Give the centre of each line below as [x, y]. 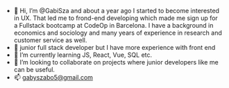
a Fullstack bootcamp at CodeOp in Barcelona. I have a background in [113, 25]
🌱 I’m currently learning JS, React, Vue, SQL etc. [83, 55]
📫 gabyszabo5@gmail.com [53, 77]
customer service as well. [50, 40]
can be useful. [34, 70]
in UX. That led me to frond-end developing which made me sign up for [116, 18]
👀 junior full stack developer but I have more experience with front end [114, 47]
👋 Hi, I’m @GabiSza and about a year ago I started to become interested [117, 11]
